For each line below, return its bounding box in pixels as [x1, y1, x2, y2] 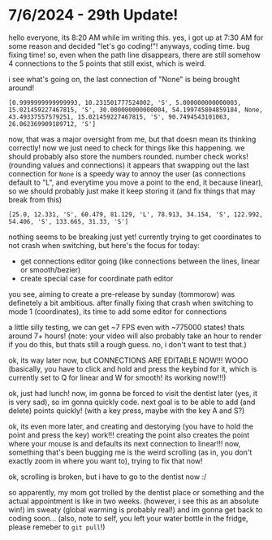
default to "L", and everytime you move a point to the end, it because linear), [8, 177, 264, 187]
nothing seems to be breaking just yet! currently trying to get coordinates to [8, 232, 261, 242]
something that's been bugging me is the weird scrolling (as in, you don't [8, 447, 253, 457]
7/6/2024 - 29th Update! [8, 6, 179, 24]
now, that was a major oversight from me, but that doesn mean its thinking [8, 134, 257, 144]
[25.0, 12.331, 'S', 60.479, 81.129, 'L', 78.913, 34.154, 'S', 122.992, [8, 210, 264, 219]
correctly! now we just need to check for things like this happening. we [8, 142, 245, 152]
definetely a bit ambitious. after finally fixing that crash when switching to [8, 298, 254, 307]
